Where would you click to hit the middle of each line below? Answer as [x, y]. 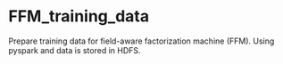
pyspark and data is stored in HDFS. [75, 50]
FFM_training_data [79, 16]
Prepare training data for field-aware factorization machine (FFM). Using [141, 41]
